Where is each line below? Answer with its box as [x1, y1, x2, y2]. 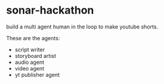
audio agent [14, 59, 45, 66]
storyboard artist [14, 52, 57, 59]
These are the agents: [6, 34, 60, 41]
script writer [14, 46, 45, 53]
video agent [14, 64, 45, 72]
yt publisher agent [14, 71, 60, 78]
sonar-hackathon [6, 4, 94, 17]
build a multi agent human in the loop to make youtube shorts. [6, 23, 159, 30]
